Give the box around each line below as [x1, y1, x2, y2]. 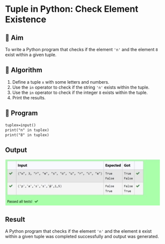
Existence [5, 14, 47, 25]
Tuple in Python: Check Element [5, 3, 138, 15]
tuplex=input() [5, 122, 36, 127]
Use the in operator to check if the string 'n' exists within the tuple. [12, 84, 150, 90]
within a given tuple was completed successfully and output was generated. [5, 234, 159, 240]
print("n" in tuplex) [5, 127, 50, 132]
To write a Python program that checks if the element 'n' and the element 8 [5, 47, 158, 52]
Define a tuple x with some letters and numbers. [12, 79, 110, 85]
